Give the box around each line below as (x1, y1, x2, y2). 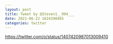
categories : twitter (5, 20, 47, 26)
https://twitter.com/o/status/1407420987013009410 (5, 34, 108, 40)
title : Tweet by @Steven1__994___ (5, 12, 75, 16)
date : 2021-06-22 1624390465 (5, 16, 64, 21)
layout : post (5, 7, 32, 12)
